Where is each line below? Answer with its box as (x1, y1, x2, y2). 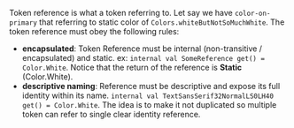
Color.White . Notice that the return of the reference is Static (21, 62, 243, 72)
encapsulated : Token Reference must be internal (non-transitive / (21, 43, 263, 54)
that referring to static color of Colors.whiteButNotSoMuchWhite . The (39, 17, 285, 27)
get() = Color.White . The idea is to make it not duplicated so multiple (21, 100, 277, 109)
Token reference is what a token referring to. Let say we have (9, 8, 233, 18)
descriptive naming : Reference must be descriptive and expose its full (21, 81, 281, 91)
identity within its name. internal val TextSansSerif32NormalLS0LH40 (21, 90, 275, 101)
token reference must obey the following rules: (9, 26, 180, 36)
